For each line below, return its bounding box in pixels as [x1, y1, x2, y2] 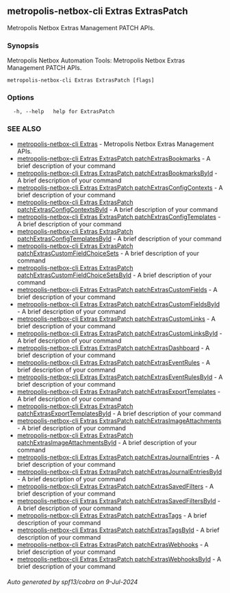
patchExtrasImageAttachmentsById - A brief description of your [16, 438, 197, 446]
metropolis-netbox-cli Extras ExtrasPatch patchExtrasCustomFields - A [16, 285, 218, 293]
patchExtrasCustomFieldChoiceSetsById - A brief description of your [16, 271, 212, 279]
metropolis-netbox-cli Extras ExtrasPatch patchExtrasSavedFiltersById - [16, 496, 221, 505]
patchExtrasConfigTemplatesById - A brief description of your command [16, 234, 222, 243]
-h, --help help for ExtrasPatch [13, 108, 115, 115]
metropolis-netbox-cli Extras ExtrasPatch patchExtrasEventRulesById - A [16, 373, 223, 381]
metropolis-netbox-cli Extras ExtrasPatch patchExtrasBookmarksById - [16, 169, 218, 177]
